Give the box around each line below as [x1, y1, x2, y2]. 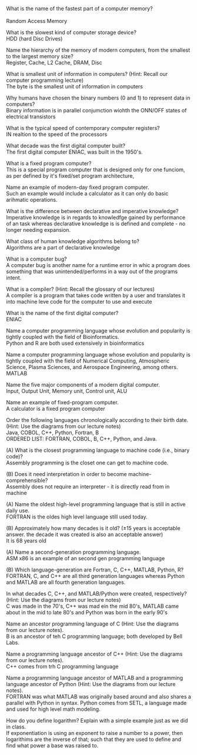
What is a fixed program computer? [6, 160, 92, 167]
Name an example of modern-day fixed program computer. [6, 184, 149, 191]
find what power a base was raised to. [6, 742, 99, 749]
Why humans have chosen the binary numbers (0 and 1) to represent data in [6, 94, 191, 101]
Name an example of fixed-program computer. [6, 399, 119, 405]
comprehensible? [6, 477, 48, 484]
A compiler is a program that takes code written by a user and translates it [6, 292, 185, 299]
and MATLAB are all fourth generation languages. [6, 579, 126, 586]
